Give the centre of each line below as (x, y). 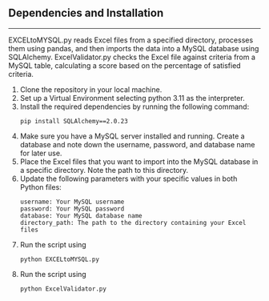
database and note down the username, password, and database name (137, 144)
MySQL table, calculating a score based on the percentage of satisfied (125, 65)
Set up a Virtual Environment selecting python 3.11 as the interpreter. (132, 98)
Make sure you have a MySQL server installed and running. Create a (132, 136)
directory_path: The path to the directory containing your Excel (133, 223)
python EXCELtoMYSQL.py (60, 259)
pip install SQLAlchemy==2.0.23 (74, 121)
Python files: (40, 187)
